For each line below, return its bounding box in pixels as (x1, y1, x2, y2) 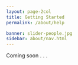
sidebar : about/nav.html (6, 36, 67, 42)
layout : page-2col (6, 8, 51, 15)
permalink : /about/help (6, 19, 65, 25)
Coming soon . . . (6, 52, 48, 59)
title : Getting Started (6, 14, 65, 20)
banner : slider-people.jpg (6, 30, 73, 36)
